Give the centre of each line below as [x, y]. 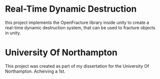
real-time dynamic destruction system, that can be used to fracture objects [80, 27]
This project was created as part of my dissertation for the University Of [77, 66]
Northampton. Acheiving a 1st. [35, 71]
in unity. [13, 33]
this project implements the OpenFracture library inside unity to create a [77, 22]
